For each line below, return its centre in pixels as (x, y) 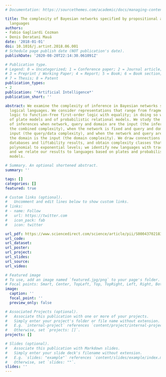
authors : (14, 28)
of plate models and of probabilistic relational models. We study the (85, 120)
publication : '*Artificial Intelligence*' (49, 92)
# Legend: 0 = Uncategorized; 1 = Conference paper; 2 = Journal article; (84, 69)
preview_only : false (31, 303)
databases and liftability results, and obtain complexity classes (81, 143)
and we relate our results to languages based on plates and (74, 152)
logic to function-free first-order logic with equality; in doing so (84, 115)
